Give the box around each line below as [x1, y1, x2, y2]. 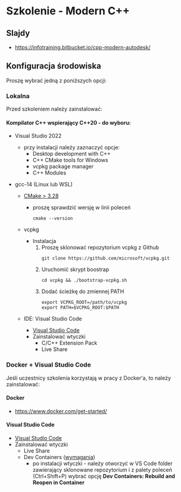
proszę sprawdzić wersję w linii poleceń [32, 204, 131, 211]
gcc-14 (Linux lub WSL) [14, 181, 73, 188]
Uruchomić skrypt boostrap [41, 266, 109, 273]
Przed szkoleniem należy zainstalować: [6, 106, 102, 113]
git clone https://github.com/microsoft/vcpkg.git [41, 256, 170, 262]
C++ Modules [32, 169, 67, 177]
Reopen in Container [32, 479, 85, 486]
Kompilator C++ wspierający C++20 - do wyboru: [6, 119, 131, 126]
